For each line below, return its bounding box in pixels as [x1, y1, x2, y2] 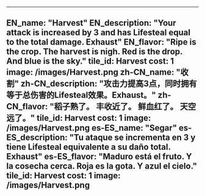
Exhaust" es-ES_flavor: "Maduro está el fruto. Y [6, 151, 192, 162]
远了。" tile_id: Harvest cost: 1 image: [6, 113, 151, 123]
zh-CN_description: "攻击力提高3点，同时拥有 [20, 79, 197, 89]
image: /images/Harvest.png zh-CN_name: [6, 67, 174, 78]
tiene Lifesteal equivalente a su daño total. [6, 142, 171, 153]
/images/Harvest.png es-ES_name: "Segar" [6, 123, 178, 133]
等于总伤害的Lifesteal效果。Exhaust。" [6, 90, 157, 101]
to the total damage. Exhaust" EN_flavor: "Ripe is [6, 37, 196, 48]
